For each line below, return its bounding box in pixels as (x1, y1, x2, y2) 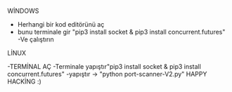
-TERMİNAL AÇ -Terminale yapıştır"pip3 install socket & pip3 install (7, 63, 202, 70)
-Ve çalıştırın (17, 35, 54, 44)
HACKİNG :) (7, 77, 42, 86)
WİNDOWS (7, 7, 39, 15)
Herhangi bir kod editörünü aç (17, 20, 105, 28)
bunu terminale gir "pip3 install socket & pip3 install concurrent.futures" (17, 28, 226, 36)
